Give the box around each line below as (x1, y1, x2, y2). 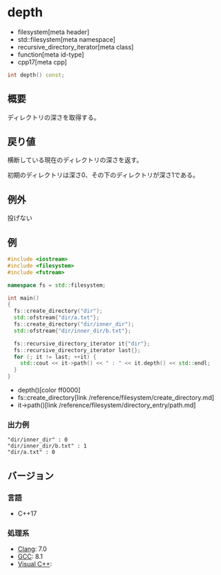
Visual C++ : (17, 560, 52, 569)
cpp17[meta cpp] (17, 57, 67, 66)
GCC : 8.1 (17, 552, 43, 561)
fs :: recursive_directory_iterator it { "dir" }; (13, 340, 151, 347)
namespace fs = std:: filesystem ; (7, 281, 106, 289)
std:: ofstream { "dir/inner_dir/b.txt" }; (13, 327, 132, 334)
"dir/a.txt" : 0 (7, 449, 55, 456)
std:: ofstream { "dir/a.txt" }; (13, 314, 100, 321)
